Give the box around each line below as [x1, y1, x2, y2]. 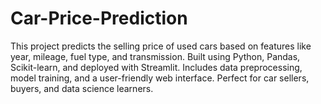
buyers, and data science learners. [10, 82, 154, 94]
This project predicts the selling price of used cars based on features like [10, 40, 312, 52]
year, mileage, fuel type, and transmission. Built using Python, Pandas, [10, 50, 301, 62]
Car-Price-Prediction [10, 7, 188, 30]
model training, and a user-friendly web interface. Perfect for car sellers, [10, 72, 310, 84]
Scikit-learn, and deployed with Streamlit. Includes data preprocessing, [10, 61, 303, 73]
